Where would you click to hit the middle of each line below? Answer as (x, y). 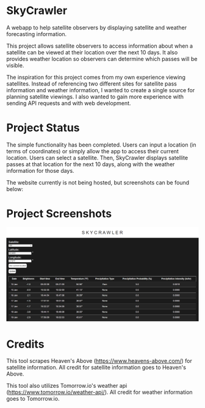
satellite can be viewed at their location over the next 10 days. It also (92, 52)
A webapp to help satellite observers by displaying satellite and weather (97, 27)
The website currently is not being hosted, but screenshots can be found (98, 182)
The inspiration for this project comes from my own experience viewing (96, 77)
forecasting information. (37, 34)
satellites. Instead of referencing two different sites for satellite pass (92, 84)
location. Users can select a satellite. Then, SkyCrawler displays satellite (97, 158)
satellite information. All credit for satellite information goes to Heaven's (96, 368)
